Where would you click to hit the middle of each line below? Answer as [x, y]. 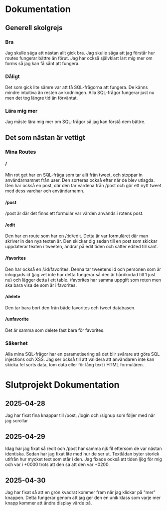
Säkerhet [16, 343]
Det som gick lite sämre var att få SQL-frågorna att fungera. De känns [77, 87]
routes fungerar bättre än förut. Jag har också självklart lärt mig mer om [79, 58]
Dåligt [12, 76]
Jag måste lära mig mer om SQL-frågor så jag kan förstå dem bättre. [75, 122]
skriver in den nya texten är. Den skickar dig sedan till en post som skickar [81, 241]
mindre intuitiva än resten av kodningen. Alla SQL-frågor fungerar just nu [80, 93]
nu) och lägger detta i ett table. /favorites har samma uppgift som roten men [83, 280]
